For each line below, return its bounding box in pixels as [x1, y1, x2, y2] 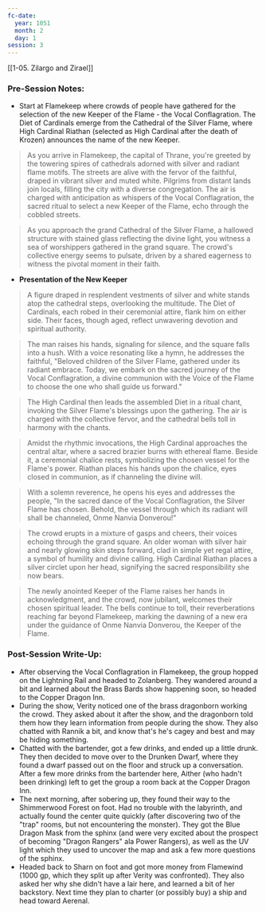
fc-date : [7, 11, 37, 20]
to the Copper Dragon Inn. [18, 692, 105, 702]
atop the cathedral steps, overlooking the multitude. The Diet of [26, 298, 236, 308]
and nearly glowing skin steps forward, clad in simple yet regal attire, [26, 546, 253, 555]
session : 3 [7, 41, 44, 49]
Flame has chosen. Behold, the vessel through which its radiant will [26, 504, 248, 515]
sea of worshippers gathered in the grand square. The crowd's [26, 243, 233, 252]
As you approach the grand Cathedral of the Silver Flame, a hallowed [26, 225, 254, 235]
